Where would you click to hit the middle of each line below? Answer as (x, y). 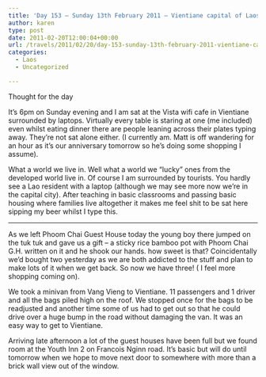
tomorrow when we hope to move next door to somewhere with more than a (132, 357)
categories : (28, 52)
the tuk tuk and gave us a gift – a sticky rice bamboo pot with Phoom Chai (128, 242)
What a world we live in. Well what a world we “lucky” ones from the (120, 169)
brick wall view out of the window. (64, 366)
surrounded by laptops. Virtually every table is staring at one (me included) (131, 120)
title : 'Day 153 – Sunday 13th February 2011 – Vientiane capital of (125, 15)
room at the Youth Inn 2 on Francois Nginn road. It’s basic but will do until (127, 348)
